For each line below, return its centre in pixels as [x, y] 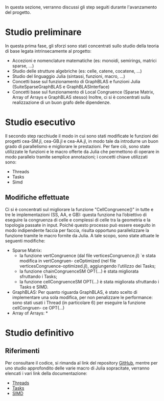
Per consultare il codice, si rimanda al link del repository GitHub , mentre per [82, 363]
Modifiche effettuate [37, 198]
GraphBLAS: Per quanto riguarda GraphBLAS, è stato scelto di [75, 292]
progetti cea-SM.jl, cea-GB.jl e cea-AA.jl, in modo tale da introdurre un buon [82, 141]
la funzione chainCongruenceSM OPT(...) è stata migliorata [79, 271]
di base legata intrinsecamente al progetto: [48, 51]
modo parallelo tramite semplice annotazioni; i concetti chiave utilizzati [76, 156]
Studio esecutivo [40, 122]
